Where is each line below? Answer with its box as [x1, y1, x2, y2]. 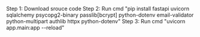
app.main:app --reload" [6, 24, 65, 31]
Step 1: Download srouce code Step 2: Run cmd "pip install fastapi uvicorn [6, 5, 190, 12]
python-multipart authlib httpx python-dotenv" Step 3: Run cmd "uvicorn [6, 18, 186, 24]
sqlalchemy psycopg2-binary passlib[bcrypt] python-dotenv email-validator [6, 11, 194, 18]
